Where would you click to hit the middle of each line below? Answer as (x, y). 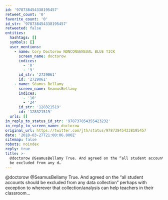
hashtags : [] (23, 38)
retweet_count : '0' (25, 14)
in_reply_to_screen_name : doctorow (42, 126)
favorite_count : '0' (27, 19)
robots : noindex (22, 144)
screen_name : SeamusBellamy (48, 89)
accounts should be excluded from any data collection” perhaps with (76, 182)
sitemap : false (21, 140)
